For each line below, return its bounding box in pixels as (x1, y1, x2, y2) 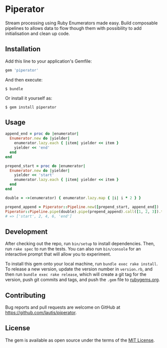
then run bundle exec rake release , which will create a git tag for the (5, 271, 147, 277)
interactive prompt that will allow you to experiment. (5, 251, 111, 257)
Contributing (5, 291, 46, 299)
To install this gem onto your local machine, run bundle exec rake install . (5, 261, 158, 267)
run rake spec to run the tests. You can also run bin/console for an (5, 246, 141, 252)
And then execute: (5, 77, 43, 83)
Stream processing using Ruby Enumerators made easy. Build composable (5, 20, 158, 26)
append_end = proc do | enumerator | (5, 131, 79, 136)
